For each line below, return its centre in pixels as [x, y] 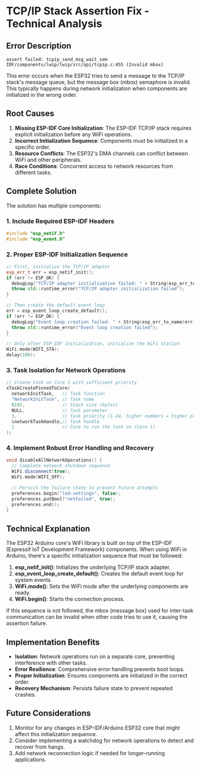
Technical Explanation [48, 529]
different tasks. [33, 172]
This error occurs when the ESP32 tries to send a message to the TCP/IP [95, 76]
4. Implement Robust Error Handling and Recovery [80, 448]
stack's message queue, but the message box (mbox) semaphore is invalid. [99, 82]
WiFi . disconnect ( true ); [41, 471]
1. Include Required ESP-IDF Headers [60, 221]
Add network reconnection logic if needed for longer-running [90, 753]
